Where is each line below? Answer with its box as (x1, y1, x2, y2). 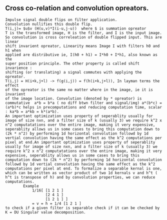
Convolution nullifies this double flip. (5, 21, 93, 26)
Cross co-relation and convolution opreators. (5, 4, 149, 12)
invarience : (5, 65, 32, 70)
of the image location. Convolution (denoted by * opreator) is (5, 96, 142, 101)
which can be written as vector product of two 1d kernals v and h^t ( (5, 170, 157, 175)
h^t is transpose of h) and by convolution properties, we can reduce (5, 174, 155, 179)
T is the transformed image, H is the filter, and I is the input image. (5, 30, 162, 35)
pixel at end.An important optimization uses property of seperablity (5, 139, 155, 144)
